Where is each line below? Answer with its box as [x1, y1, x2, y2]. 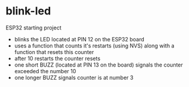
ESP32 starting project [5, 24, 61, 31]
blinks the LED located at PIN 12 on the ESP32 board [14, 35, 144, 43]
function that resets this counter [14, 48, 94, 55]
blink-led [5, 4, 51, 18]
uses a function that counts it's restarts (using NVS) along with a [14, 42, 175, 49]
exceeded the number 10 [14, 67, 76, 74]
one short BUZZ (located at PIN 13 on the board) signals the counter [14, 61, 183, 68]
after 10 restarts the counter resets [14, 55, 101, 62]
